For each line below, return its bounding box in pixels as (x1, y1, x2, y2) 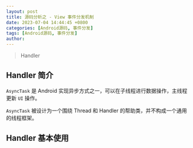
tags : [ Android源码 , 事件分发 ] (6, 31, 78, 36)
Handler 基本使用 (6, 133, 69, 143)
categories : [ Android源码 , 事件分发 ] (6, 25, 94, 31)
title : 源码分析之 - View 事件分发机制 (6, 14, 94, 20)
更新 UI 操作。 (6, 95, 41, 102)
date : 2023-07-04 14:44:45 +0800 (6, 19, 88, 25)
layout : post (6, 8, 38, 15)
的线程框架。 (6, 114, 37, 121)
